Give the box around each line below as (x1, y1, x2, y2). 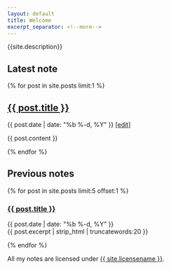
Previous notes (7, 168, 75, 180)
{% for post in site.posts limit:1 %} (7, 81, 105, 90)
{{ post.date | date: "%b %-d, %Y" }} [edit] (7, 121, 131, 128)
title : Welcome (7, 17, 52, 24)
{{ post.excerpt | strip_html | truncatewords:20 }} (7, 227, 149, 236)
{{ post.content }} (7, 134, 58, 142)
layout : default (7, 10, 55, 18)
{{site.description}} (7, 43, 63, 51)
